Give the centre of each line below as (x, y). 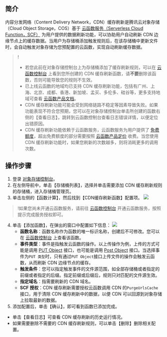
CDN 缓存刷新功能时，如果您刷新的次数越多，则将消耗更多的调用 (91, 142)
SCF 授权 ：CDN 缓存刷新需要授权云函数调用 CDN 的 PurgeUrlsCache (89, 287)
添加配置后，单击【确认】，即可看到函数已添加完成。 (66, 306)
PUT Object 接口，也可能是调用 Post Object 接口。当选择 (97, 250)
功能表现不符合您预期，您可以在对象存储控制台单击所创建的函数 (90, 111)
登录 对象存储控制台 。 (35, 178)
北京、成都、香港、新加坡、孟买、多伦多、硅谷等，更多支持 (95, 92)
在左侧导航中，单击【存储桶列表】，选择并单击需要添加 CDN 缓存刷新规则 (87, 185)
